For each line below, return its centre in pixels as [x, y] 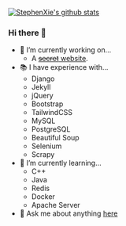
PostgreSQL [51, 129]
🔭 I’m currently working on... [65, 50]
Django [43, 79]
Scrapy [43, 155]
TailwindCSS [52, 113]
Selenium [46, 146]
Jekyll [41, 87]
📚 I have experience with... [64, 67]
